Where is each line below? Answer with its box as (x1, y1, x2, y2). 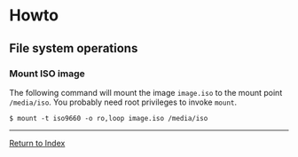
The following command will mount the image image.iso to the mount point (9, 87, 283, 98)
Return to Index (9, 137, 66, 148)
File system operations (9, 41, 138, 56)
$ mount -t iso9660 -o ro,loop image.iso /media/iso (9, 114, 208, 122)
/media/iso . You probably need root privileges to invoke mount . (9, 97, 238, 107)
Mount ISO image (9, 67, 86, 80)
